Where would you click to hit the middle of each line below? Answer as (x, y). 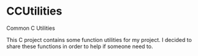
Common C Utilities (31, 28)
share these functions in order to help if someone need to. (80, 46)
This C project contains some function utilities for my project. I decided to (99, 40)
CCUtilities (34, 11)
